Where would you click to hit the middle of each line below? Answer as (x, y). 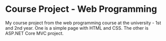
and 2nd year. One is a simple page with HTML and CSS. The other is (77, 28)
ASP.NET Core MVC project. (34, 33)
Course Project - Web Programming (81, 9)
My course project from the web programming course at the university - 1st (83, 23)
